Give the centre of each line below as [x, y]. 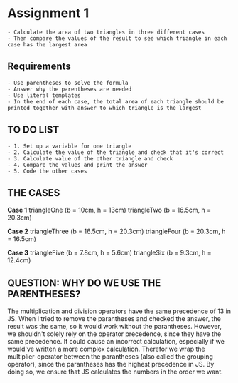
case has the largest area [47, 44]
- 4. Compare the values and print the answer [77, 165]
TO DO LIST [33, 130]
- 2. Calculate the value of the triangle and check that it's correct [115, 152]
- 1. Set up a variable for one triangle [70, 146]
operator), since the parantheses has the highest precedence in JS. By [111, 364]
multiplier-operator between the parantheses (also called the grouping [110, 357]
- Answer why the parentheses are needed [70, 89]
